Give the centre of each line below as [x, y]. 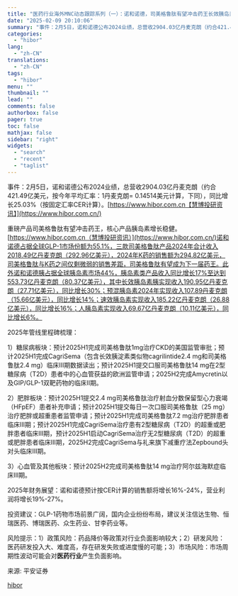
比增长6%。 [25, 317]
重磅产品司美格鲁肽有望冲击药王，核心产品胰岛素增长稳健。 [94, 228]
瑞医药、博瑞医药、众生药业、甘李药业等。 [69, 523]
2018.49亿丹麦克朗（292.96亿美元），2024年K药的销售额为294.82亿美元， [117, 255]
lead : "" [20, 100]
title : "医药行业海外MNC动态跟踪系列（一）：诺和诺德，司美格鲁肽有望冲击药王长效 [113, 14]
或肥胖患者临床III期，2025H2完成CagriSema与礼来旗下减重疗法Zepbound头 [118, 442]
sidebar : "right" [33, 139]
